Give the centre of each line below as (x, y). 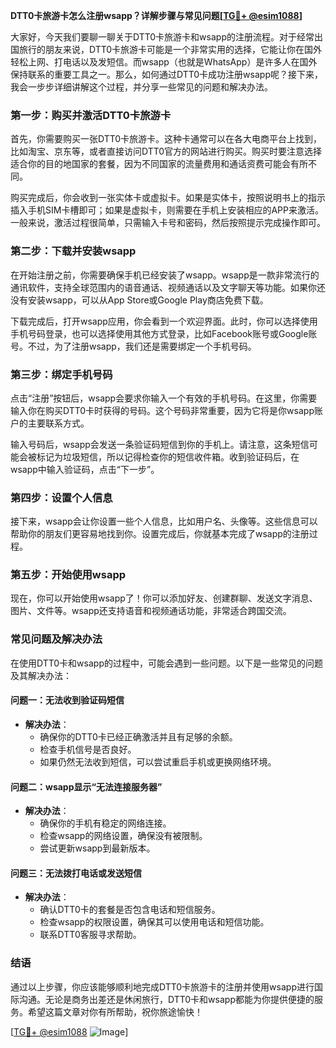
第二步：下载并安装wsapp (73, 251)
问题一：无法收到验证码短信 (67, 700)
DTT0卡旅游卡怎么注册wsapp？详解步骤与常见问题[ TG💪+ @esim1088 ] (156, 15)
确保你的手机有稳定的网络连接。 (105, 823)
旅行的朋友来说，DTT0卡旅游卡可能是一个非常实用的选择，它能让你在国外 (170, 49)
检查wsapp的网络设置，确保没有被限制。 (123, 836)
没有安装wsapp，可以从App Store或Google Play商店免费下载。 (139, 300)
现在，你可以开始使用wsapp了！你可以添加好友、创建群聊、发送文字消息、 (164, 598)
